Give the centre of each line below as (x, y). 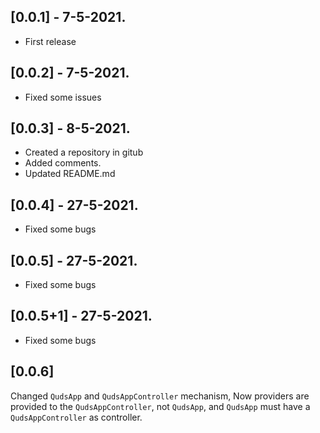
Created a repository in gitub (84, 152)
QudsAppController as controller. (76, 417)
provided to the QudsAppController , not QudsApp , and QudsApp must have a (160, 406)
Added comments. (63, 163)
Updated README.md (70, 174)
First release (50, 41)
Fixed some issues (63, 97)
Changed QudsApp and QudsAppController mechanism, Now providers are (160, 396)
